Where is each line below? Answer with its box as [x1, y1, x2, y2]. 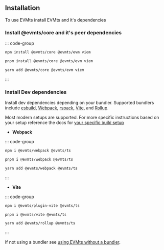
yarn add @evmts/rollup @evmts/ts [5, 221, 76, 226]
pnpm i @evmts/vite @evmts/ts [5, 212, 67, 217]
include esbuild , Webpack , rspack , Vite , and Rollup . [5, 105, 109, 111]
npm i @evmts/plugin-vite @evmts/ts [5, 203, 80, 208]
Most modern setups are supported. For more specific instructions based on [5, 115, 159, 121]
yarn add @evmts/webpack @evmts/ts [5, 166, 78, 171]
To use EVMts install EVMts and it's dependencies [5, 17, 106, 23]
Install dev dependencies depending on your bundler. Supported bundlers [5, 100, 154, 106]
